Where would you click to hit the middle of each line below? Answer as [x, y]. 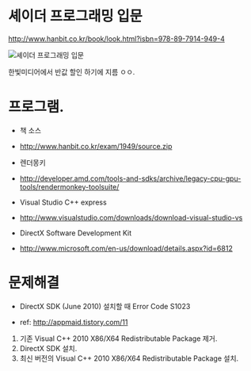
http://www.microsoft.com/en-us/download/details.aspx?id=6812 [126, 248]
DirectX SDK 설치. [48, 348]
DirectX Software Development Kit [76, 233]
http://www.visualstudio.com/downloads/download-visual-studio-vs [131, 217]
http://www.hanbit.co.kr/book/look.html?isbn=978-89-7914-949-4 [117, 38]
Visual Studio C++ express [63, 202]
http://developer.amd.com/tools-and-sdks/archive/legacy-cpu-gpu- [130, 178]
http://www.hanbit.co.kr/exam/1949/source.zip [96, 146]
